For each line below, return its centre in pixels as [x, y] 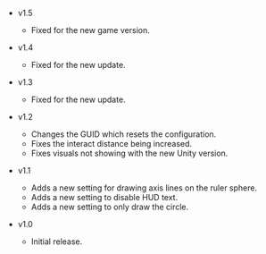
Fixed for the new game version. [90, 30]
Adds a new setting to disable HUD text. [104, 197]
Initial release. [57, 241]
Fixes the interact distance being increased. [112, 144]
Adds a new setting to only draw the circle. [110, 207]
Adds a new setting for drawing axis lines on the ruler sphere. [144, 188]
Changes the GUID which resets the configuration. [124, 134]
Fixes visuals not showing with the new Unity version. [129, 153]
